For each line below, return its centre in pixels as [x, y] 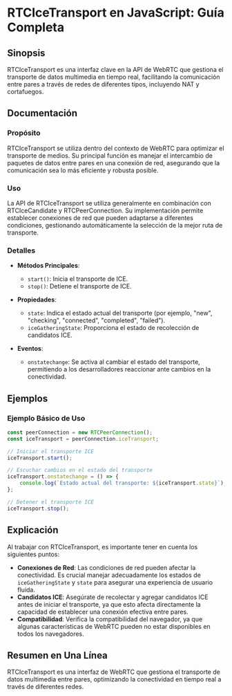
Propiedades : [37, 300]
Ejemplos [28, 398]
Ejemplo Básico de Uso [46, 418]
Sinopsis [26, 53]
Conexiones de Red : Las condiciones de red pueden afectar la [106, 567]
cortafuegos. [26, 92]
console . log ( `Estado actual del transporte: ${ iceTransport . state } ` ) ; [123, 483]
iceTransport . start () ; [40, 458]
